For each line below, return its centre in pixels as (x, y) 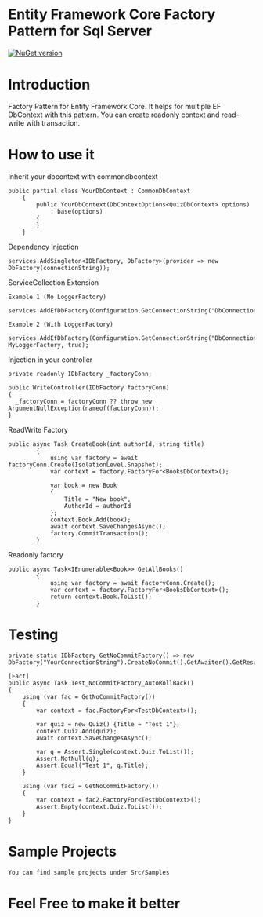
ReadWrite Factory (38, 429)
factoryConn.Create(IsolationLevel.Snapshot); (85, 465)
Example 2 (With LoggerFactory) (61, 324)
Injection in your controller (50, 360)
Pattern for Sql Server (80, 31)
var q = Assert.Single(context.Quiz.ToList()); (115, 751)
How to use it (52, 155)
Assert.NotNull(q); (68, 758)
